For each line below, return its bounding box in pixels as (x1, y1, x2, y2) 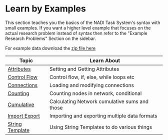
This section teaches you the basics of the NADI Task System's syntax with (5, 19, 160, 25)
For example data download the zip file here (5, 45, 96, 51)
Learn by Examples (5, 3, 86, 14)
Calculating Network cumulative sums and (49, 98, 149, 105)
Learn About (89, 57, 120, 64)
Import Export (7, 112, 40, 119)
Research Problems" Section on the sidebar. (5, 35, 96, 41)
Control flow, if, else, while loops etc (49, 73, 135, 80)
